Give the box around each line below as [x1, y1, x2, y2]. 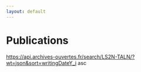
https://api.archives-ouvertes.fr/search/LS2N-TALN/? [6, 53, 135, 60]
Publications [6, 33, 69, 47]
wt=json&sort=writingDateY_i [6, 59, 77, 66]
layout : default [6, 8, 46, 15]
